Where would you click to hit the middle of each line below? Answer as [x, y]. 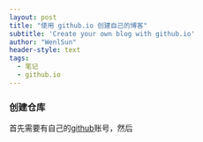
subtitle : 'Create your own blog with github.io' [102, 34]
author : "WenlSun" [43, 42]
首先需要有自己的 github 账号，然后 [71, 128]
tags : [19, 58]
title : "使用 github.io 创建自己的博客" [79, 26]
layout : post [33, 17]
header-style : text [45, 50]
